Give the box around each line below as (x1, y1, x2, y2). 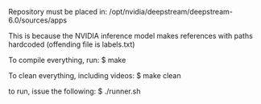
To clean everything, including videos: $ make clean (8, 71, 181, 80)
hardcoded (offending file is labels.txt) (8, 40, 135, 49)
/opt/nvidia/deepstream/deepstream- (109, 7, 234, 16)
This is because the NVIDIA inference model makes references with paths (8, 31, 254, 40)
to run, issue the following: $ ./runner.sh (8, 86, 141, 96)
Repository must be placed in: (8, 7, 108, 16)
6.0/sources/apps (8, 15, 67, 25)
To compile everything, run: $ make (8, 56, 126, 64)
